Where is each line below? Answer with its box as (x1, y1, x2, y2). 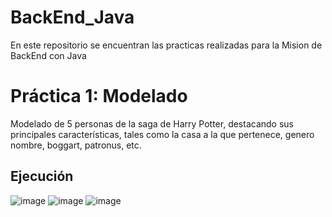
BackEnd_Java (10, 6, 135, 29)
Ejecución (10, 168, 74, 185)
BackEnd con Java (10, 49, 87, 61)
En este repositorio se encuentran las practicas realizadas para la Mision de (10, 39, 323, 51)
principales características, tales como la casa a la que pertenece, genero (10, 128, 315, 140)
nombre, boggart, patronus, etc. (10, 139, 142, 151)
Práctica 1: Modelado (10, 85, 188, 108)
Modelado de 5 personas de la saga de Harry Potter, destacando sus (10, 117, 294, 130)
